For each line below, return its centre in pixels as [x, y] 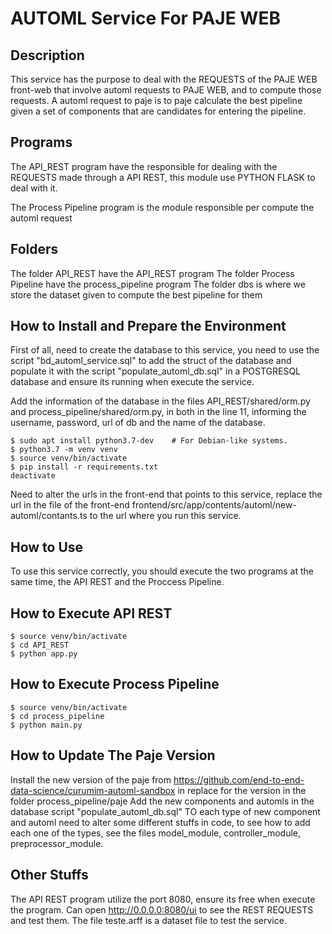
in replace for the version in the [242, 790]
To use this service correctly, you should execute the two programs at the [162, 571]
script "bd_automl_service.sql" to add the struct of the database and [151, 361]
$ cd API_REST [40, 645]
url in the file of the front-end [70, 505]
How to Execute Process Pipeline [115, 684]
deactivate [33, 476]
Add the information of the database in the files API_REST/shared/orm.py [160, 401]
